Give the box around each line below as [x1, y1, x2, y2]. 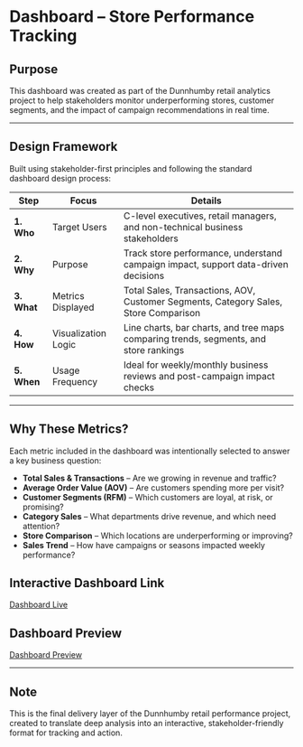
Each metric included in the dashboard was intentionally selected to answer [9, 445, 290, 456]
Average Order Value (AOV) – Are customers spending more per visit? [22, 481, 285, 493]
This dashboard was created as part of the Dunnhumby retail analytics [9, 86, 271, 96]
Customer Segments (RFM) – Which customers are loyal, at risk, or [22, 491, 273, 502]
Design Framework [9, 139, 118, 154]
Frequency [52, 375, 98, 388]
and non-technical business [123, 220, 243, 233]
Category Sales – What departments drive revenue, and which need [22, 510, 277, 521]
